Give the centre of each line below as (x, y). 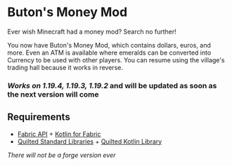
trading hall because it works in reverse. (65, 67)
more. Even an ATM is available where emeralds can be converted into (109, 53)
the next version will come (53, 94)
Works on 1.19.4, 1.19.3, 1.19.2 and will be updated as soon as (112, 85)
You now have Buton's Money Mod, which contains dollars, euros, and (109, 45)
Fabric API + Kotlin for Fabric (59, 134)
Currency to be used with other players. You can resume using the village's (116, 60)
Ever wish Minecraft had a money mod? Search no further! (92, 32)
